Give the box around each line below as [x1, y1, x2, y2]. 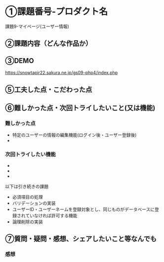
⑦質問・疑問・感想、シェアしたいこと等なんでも [5, 234, 157, 243]
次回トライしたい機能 [5, 151, 56, 158]
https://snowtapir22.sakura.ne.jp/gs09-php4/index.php [5, 69, 118, 76]
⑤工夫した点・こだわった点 [5, 85, 92, 94]
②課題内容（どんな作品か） [5, 39, 92, 48]
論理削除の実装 [12, 218, 43, 225]
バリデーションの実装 [12, 200, 56, 206]
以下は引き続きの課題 [5, 183, 48, 189]
